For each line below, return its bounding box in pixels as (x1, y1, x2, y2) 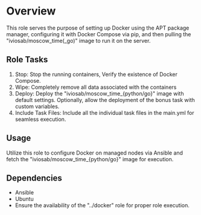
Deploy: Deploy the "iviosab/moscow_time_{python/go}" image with (14, 89, 184, 97)
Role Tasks (6, 54, 48, 65)
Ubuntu (14, 195, 34, 203)
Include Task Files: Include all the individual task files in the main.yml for (14, 109, 194, 116)
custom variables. (14, 103, 60, 110)
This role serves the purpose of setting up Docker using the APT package (6, 24, 190, 31)
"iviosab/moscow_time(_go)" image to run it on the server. (6, 37, 151, 44)
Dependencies (6, 173, 62, 183)
